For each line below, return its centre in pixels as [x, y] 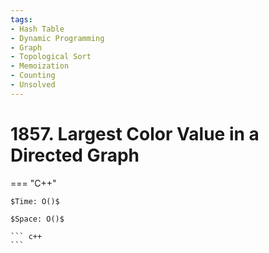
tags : [21, 19]
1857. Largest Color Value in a [135, 133]
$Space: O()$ [37, 219]
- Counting [33, 76]
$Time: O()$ [35, 201]
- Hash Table [37, 29]
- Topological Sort [51, 57]
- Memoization [40, 66]
